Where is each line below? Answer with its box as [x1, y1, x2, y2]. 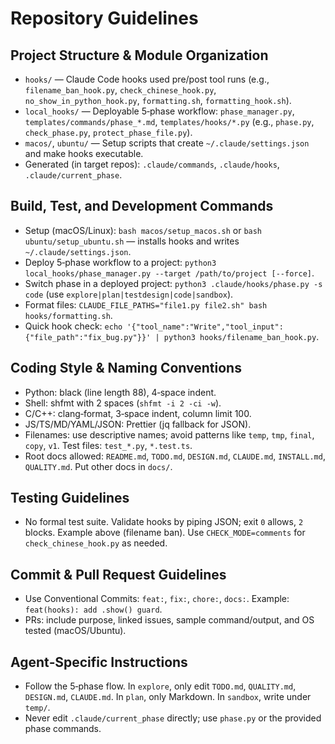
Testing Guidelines [10, 490, 130, 507]
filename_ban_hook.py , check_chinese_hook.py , [24, 84, 217, 96]
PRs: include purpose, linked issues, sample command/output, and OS [24, 614, 315, 626]
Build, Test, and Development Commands [10, 198, 274, 215]
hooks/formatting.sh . [24, 309, 113, 321]
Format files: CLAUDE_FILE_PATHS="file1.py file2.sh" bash [24, 298, 268, 311]
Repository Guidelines [10, 7, 199, 30]
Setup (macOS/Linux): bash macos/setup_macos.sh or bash [24, 224, 263, 236]
